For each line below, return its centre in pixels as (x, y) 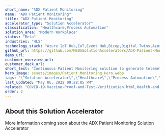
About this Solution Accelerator (55, 111)
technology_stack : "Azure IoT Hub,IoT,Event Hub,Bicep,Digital (71, 46)
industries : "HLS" (24, 42)
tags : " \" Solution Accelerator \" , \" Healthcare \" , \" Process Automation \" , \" (84, 78)
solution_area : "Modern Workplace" (41, 32)
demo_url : (15, 55)
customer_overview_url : (29, 60)
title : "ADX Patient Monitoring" (39, 19)
